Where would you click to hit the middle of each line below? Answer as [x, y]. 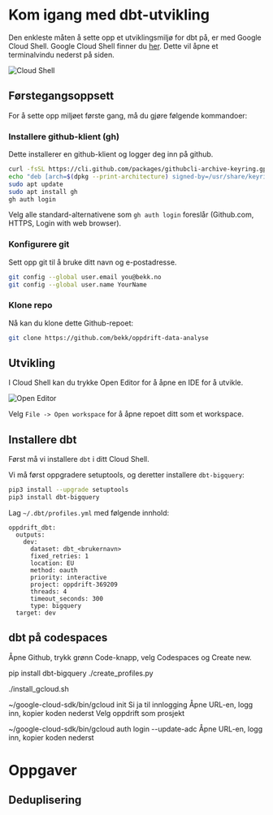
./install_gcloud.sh [39, 688]
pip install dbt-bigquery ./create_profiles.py [81, 673]
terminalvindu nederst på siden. [62, 54]
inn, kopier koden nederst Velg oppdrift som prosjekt [97, 713]
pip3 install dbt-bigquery [54, 498]
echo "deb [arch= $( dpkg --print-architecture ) [89, 176]
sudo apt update [36, 184]
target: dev [36, 613]
